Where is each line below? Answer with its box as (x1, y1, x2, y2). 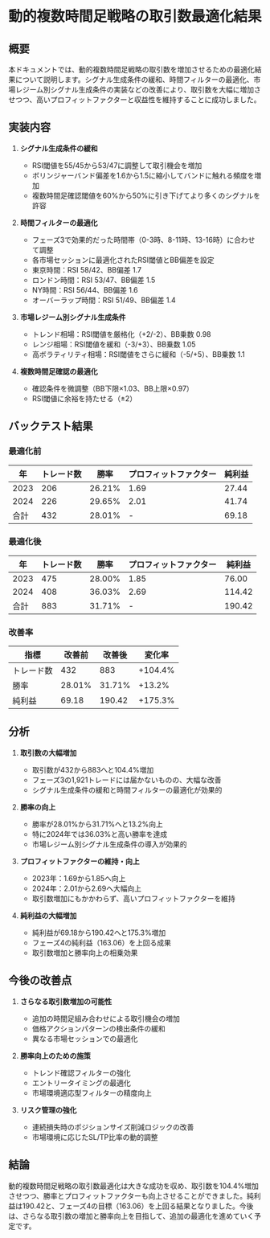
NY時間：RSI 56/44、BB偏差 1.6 (31, 285, 138, 294)
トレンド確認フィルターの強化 (31, 1068, 131, 1077)
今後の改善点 (8, 974, 72, 987)
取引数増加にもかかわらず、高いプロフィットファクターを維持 (31, 893, 235, 903)
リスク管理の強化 (19, 1105, 77, 1114)
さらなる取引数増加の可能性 (19, 996, 112, 1006)
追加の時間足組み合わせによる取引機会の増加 (31, 1014, 181, 1023)
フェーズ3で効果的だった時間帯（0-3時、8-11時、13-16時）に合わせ (31, 235, 256, 244)
